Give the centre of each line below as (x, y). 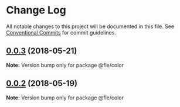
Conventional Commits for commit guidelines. (61, 32)
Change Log (36, 10)
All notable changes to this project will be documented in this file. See (90, 26)
